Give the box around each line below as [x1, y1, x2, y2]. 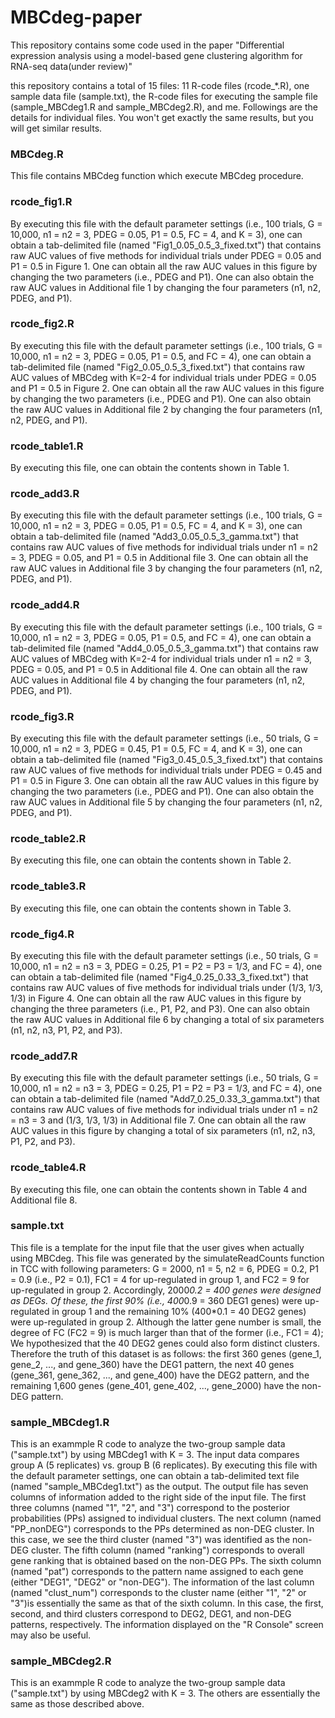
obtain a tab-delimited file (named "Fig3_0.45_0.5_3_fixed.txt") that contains [10, 754, 323, 766]
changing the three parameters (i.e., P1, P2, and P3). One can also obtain [10, 1002, 311, 1015]
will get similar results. [10, 122, 103, 134]
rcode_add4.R [10, 598, 80, 612]
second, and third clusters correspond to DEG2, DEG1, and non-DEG [10, 1608, 292, 1620]
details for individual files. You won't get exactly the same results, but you [10, 111, 314, 123]
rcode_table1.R [10, 439, 84, 453]
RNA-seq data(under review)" [10, 60, 133, 72]
